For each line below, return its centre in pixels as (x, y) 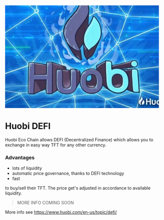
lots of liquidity (27, 168)
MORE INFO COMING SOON (45, 203)
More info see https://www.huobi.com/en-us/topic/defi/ (61, 212)
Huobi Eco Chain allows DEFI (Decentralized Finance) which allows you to (79, 139)
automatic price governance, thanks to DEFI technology (68, 174)
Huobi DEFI (28, 126)
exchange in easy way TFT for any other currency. (56, 145)
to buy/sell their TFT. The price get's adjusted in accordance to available (78, 188)
